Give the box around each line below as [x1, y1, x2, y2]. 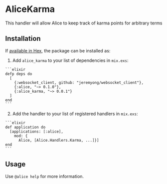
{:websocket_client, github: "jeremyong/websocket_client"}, [14, 80, 144, 85]
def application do [5, 125, 46, 130]
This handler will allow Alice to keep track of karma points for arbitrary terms [5, 20, 163, 26]
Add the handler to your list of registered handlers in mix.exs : [12, 111, 138, 117]
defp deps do [5, 71, 32, 76]
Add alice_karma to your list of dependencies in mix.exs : [12, 57, 129, 63]
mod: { [14, 133, 28, 138]
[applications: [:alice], [9, 129, 64, 134]
